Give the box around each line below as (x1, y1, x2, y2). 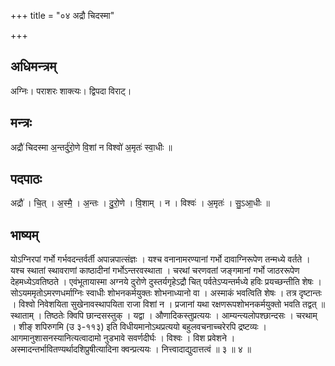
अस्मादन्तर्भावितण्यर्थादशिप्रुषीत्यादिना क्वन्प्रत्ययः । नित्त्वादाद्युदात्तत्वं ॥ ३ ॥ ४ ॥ (10, 343, 252, 355)
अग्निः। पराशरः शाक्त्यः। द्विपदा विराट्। (10, 85, 132, 97)
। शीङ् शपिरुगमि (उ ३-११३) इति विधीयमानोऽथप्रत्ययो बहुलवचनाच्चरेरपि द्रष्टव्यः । (10, 321, 267, 333)
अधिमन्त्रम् (10, 58, 57, 75)
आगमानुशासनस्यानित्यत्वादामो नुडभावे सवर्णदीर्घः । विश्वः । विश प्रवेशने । (10, 332, 236, 344)
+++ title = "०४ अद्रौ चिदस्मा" (10, 10, 115, 21)
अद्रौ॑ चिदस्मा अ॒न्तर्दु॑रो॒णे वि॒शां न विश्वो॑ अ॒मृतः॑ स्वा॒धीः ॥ (10, 141, 173, 153)
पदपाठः (10, 171, 43, 188)
